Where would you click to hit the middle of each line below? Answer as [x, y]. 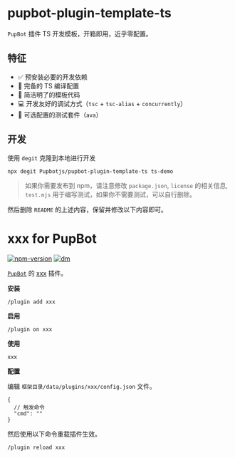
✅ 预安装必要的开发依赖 [52, 77]
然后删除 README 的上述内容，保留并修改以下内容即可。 [87, 209]
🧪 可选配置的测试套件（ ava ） [60, 115]
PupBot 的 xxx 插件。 [37, 273]
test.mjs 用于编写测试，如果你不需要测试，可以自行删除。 [110, 194]
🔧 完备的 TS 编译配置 [48, 85]
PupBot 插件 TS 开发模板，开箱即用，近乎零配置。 [80, 33]
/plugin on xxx [30, 329]
